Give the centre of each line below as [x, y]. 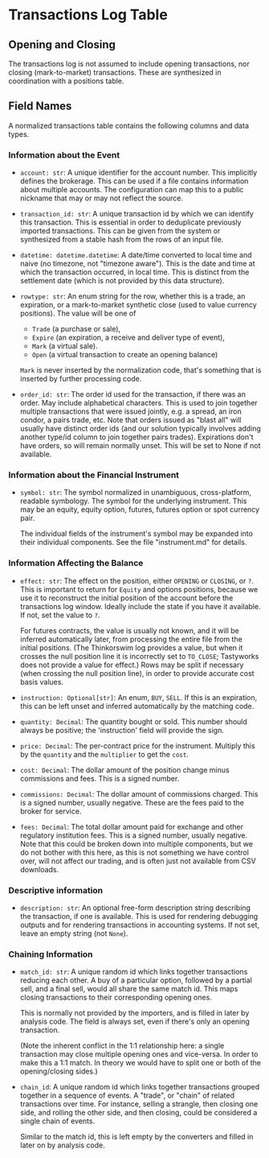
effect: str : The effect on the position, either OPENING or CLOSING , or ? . [137, 580]
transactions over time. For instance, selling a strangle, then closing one [139, 1104]
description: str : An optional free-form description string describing [135, 908]
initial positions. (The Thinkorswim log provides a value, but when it [131, 647]
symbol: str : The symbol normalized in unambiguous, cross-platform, [135, 492]
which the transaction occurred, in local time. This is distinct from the [134, 272]
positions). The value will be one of [78, 313]
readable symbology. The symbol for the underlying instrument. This [133, 501]
